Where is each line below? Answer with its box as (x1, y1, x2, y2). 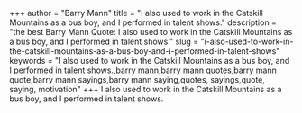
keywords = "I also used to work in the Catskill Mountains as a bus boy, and (9, 56, 290, 65)
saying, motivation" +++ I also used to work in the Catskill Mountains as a (9, 84, 282, 94)
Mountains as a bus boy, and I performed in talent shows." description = (9, 17, 278, 28)
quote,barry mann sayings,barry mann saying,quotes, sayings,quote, (9, 74, 266, 84)
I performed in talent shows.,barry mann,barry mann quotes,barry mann (9, 65, 277, 75)
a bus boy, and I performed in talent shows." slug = (9, 36, 199, 47)
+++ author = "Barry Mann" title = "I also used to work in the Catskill (9, 8, 263, 18)
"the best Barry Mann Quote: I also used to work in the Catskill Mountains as (9, 27, 293, 37)
